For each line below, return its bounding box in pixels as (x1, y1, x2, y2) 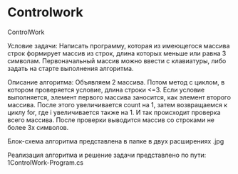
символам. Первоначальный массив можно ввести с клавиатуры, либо (7, 56, 227, 65)
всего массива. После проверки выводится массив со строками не (7, 115, 215, 124)
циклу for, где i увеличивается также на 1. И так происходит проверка (7, 108, 221, 116)
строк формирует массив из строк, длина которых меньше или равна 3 (7, 49, 227, 58)
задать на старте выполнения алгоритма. (7, 64, 134, 72)
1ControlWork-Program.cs (7, 158, 84, 167)
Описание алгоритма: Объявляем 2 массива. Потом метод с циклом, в (7, 77, 225, 86)
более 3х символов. (7, 123, 69, 131)
